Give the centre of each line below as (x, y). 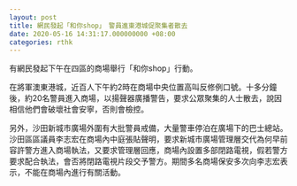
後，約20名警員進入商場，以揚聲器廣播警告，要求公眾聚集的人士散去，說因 (146, 98)
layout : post (33, 17)
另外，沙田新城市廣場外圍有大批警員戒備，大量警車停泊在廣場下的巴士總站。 (148, 128)
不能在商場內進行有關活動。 (75, 173)
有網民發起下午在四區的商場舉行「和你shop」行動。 (103, 68)
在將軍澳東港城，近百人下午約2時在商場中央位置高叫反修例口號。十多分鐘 (143, 87)
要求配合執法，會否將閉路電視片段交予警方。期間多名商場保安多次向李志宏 (145, 161)
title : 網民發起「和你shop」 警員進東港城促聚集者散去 (99, 26)
